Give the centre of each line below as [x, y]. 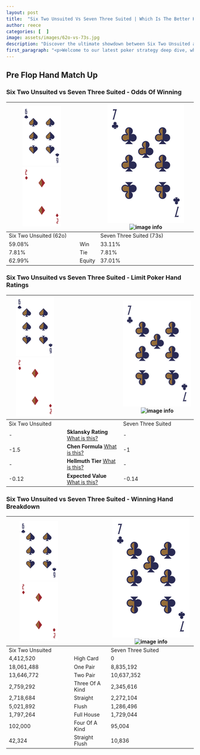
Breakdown [23, 507]
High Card [86, 658]
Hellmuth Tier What [91, 461]
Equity [87, 261]
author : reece [24, 25]
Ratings [18, 285]
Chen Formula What [92, 446]
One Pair [84, 667]
